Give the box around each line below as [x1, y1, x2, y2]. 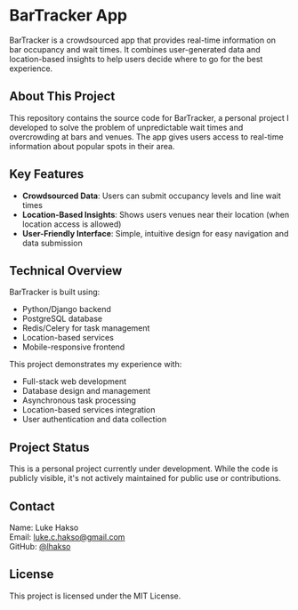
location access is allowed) [21, 219, 122, 229]
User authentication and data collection [21, 414, 167, 425]
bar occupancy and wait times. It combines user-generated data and [9, 44, 261, 54]
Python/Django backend [21, 304, 111, 315]
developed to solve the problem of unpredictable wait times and [9, 122, 244, 132]
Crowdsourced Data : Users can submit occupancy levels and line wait [21, 190, 282, 201]
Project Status [9, 439, 91, 454]
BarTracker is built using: [9, 286, 101, 298]
